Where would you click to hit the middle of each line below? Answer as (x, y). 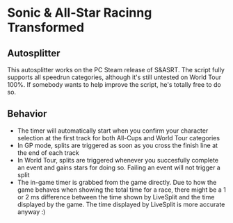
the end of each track (48, 152)
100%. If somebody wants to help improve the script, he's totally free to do (114, 84)
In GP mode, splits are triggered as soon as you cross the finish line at (117, 145)
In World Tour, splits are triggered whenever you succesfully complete (118, 160)
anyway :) (31, 212)
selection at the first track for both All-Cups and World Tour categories (119, 138)
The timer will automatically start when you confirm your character (113, 131)
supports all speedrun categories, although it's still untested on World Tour (114, 77)
